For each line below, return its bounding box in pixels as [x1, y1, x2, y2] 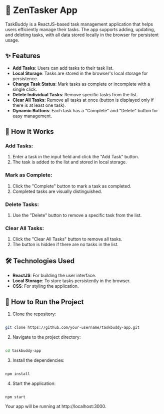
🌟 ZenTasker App [5, 5, 77, 16]
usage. [5, 37, 19, 43]
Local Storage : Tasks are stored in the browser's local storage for [12, 70, 148, 76]
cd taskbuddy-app [5, 348, 41, 353]
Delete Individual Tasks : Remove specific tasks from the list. [12, 91, 138, 97]
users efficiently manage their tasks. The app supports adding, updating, [5, 26, 155, 32]
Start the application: [12, 380, 56, 386]
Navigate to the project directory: [12, 334, 81, 340]
